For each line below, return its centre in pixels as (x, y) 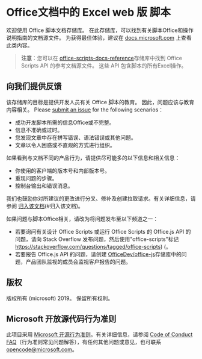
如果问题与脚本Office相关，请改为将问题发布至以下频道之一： (82, 219)
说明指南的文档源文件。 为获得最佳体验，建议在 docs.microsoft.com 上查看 (99, 37)
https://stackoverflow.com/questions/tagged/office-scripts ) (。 (93, 246)
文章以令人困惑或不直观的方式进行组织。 (65, 145)
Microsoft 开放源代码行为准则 (61, 319)
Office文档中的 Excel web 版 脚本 (89, 12)
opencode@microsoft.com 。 (42, 349)
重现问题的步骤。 (36, 178)
